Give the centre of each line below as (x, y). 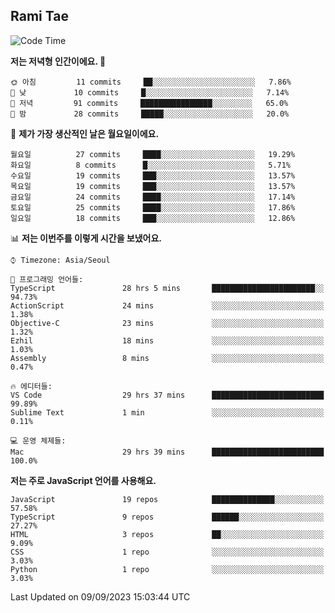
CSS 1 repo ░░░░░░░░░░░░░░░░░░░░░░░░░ (167, 552)
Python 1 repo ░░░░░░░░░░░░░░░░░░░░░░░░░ (167, 569)
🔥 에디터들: (31, 386)
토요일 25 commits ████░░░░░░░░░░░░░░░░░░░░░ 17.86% (153, 207)
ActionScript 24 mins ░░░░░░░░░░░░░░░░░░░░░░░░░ (167, 305)
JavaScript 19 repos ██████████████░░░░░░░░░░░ (167, 499)
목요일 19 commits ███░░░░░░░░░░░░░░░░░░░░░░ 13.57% (153, 186)
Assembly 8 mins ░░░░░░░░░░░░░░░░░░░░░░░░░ (167, 358)
